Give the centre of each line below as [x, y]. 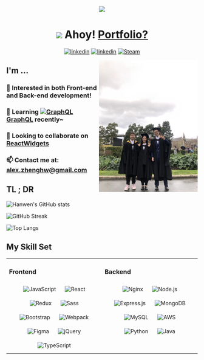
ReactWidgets [28, 144]
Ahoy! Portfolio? [107, 35]
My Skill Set [29, 247]
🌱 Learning [23, 112]
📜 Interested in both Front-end [52, 88]
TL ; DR [20, 189]
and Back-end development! [49, 95]
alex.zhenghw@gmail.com [47, 170]
